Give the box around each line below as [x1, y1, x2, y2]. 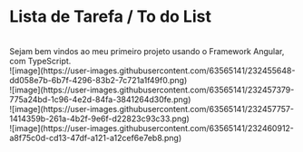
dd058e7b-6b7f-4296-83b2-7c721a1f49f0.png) [9, 74, 188, 85]
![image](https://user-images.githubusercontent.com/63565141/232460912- [9, 122, 295, 133]
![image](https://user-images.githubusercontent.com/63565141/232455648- [9, 65, 296, 76]
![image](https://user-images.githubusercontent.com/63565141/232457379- [9, 84, 295, 95]
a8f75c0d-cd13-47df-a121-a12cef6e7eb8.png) [9, 132, 182, 143]
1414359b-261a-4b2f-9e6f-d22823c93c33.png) [9, 113, 191, 124]
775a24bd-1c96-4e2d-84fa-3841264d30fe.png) [9, 93, 191, 105]
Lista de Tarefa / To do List [9, 6, 211, 27]
